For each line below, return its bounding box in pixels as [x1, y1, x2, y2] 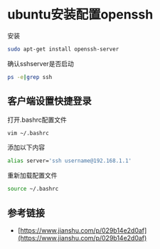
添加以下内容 [7, 143, 45, 152]
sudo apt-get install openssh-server [7, 46, 119, 53]
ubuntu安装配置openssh [7, 6, 154, 23]
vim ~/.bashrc [7, 129, 50, 137]
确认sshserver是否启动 [7, 59, 75, 68]
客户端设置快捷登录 [7, 95, 92, 107]
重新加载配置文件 [7, 171, 58, 180]
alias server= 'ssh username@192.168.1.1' [7, 157, 132, 164]
